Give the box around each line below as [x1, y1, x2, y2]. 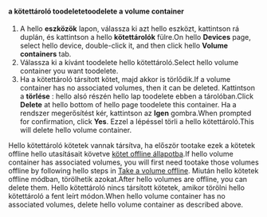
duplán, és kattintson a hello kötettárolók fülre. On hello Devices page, [19, 33, 251, 42]
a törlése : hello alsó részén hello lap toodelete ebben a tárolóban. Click [19, 91, 253, 101]
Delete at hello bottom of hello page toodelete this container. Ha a [19, 100, 237, 110]
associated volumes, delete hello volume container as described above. [8, 200, 244, 210]
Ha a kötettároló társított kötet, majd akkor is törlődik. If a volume [19, 75, 231, 84]
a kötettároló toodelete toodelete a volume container [8, 6, 185, 16]
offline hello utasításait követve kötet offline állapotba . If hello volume [8, 149, 234, 159]
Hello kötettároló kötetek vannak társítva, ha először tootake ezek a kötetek [8, 141, 256, 150]
